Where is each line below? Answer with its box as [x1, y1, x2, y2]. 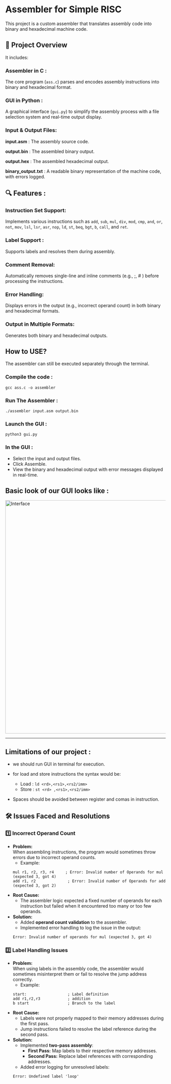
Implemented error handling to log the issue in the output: [20, 924, 141, 931]
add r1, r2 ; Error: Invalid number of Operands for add [12, 878, 166, 884]
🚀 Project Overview [5, 41, 68, 50]
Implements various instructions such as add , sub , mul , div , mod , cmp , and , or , [5, 218, 163, 224]
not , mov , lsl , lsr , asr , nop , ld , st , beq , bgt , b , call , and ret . [5, 224, 129, 230]
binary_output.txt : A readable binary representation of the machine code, [5, 168, 161, 174]
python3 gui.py [5, 432, 38, 437]
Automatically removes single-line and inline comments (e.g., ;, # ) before [5, 273, 159, 279]
